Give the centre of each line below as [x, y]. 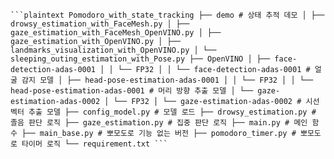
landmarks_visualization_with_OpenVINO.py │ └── [113, 50]
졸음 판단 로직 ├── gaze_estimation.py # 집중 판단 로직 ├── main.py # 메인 [159, 123]
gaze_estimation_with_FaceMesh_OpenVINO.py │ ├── [116, 33]
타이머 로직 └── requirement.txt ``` [94, 144]
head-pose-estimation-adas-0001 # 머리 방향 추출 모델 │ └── [132, 91]
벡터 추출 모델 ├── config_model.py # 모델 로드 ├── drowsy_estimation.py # [163, 112]
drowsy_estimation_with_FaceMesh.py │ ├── [100, 24]
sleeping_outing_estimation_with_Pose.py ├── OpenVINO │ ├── [140, 59]
